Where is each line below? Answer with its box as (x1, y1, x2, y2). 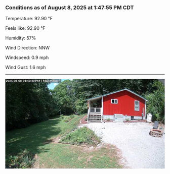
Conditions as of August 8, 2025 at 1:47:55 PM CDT (5, 4, 134, 11)
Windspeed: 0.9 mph (5, 54, 49, 61)
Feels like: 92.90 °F (5, 25, 46, 31)
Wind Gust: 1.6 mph (5, 65, 46, 71)
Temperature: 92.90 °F (5, 16, 53, 22)
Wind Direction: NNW (5, 45, 50, 51)
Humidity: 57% (5, 35, 36, 41)
